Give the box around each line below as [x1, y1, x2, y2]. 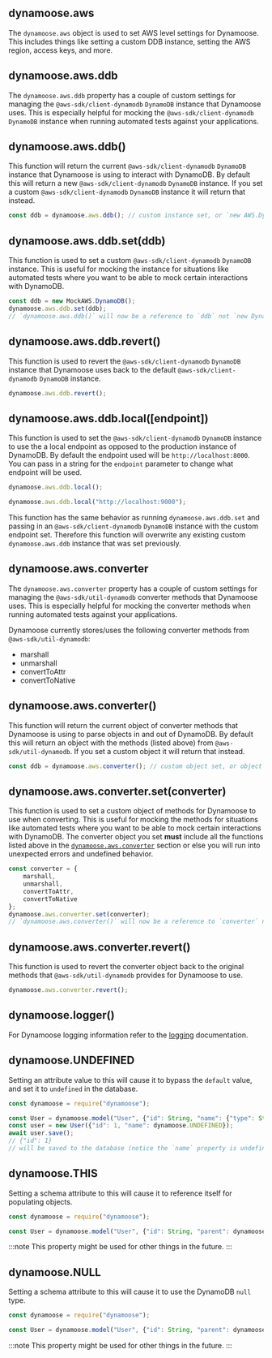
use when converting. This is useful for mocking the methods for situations [8, 815, 259, 825]
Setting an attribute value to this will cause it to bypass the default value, [8, 1075, 253, 1084]
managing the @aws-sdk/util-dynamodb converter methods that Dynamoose [8, 592, 258, 601]
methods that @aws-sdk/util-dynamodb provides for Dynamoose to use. [8, 970, 243, 981]
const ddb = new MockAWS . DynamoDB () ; [8, 297, 136, 305]
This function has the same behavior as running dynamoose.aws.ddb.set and [8, 513, 261, 522]
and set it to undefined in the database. [8, 1084, 138, 1093]
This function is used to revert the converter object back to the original [8, 962, 244, 972]
